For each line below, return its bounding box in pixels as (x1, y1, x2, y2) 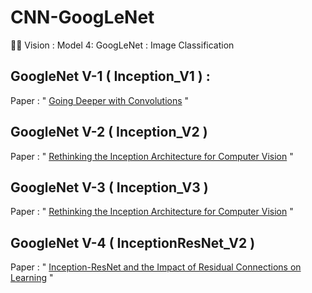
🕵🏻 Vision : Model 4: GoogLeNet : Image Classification (10, 39, 235, 51)
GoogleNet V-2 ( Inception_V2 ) (10, 124, 208, 141)
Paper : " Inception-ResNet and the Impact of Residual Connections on (10, 261, 302, 273)
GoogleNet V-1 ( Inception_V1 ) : (10, 68, 211, 85)
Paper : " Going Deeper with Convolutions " (10, 94, 190, 106)
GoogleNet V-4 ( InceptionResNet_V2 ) (10, 234, 256, 251)
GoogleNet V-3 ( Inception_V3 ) (10, 179, 209, 196)
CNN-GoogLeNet (10, 6, 155, 29)
